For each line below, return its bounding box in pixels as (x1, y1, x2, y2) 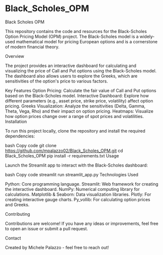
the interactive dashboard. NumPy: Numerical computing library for (5, 186, 140, 192)
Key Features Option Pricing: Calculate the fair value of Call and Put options (5, 87, 157, 93)
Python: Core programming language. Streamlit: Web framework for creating (5, 181, 159, 187)
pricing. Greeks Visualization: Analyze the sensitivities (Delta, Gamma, (5, 103, 146, 109)
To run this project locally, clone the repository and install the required (5, 128, 145, 134)
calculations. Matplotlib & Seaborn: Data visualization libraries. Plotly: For (5, 191, 151, 197)
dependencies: (5, 133, 35, 139)
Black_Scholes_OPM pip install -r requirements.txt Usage (5, 153, 119, 158)
